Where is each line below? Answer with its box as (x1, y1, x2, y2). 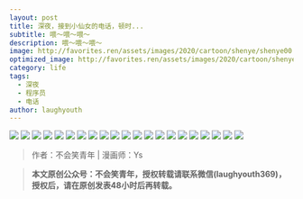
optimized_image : (9, 55, 75, 64)
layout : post (9, 13, 59, 23)
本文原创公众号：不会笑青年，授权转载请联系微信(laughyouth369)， (31, 168, 287, 180)
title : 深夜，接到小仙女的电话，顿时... (9, 22, 144, 31)
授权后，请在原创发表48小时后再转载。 (31, 180, 178, 191)
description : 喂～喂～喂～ (9, 38, 103, 48)
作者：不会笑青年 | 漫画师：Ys (31, 149, 143, 160)
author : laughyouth (9, 105, 83, 114)
